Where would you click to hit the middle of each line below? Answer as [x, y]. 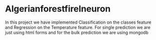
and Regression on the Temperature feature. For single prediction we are [78, 27]
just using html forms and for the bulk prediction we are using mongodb [77, 32]
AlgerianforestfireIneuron [58, 9]
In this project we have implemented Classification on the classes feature [78, 22]
